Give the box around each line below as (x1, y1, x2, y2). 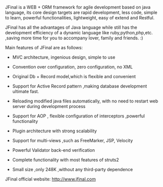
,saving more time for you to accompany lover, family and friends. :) (5, 35, 144, 41)
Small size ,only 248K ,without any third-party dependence (12, 167, 133, 172)
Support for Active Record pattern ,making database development (12, 83, 147, 89)
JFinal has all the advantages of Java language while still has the (5, 24, 138, 30)
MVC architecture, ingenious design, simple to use (12, 54, 115, 60)
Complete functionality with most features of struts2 (12, 157, 119, 163)
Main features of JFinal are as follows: (5, 45, 83, 50)
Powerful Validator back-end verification (12, 147, 95, 153)
